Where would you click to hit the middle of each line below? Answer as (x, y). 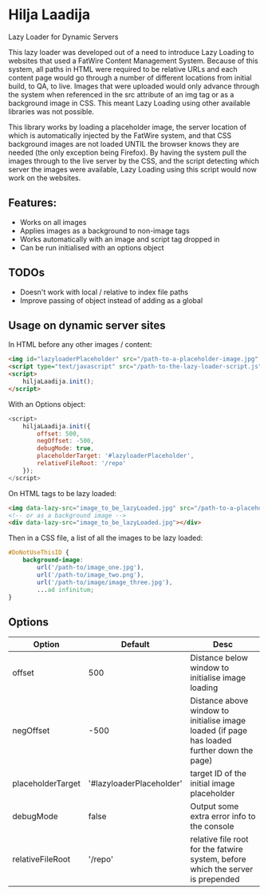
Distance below (219, 658)
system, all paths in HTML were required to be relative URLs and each (123, 69)
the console (212, 826)
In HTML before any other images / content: (81, 345)
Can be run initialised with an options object (92, 247)
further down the (222, 751)
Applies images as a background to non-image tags (104, 231)
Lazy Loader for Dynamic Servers (63, 37)
